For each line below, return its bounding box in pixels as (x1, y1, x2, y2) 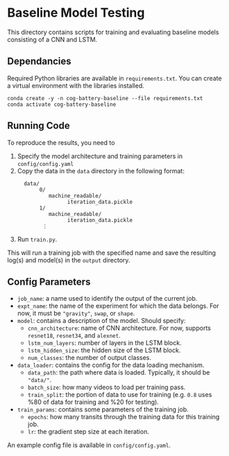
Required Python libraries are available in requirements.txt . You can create (7, 74, 222, 82)
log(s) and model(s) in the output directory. (7, 255, 130, 264)
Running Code (7, 120, 71, 132)
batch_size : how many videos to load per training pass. (27, 383, 186, 391)
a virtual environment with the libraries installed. (7, 81, 144, 90)
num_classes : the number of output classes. (27, 354, 151, 362)
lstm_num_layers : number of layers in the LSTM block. (27, 339, 182, 347)
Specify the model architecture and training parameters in (17, 152, 183, 160)
